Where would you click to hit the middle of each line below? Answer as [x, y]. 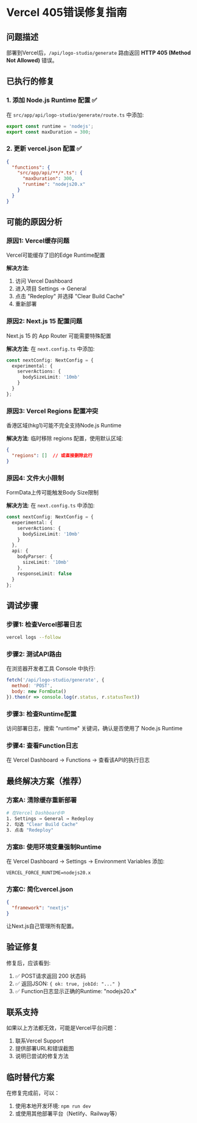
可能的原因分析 [34, 222]
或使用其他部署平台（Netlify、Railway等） [67, 1114]
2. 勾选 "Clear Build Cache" [42, 824]
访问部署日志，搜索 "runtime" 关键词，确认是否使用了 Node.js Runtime [95, 729]
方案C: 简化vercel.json [40, 889]
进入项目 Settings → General [51, 289]
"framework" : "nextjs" [40, 908]
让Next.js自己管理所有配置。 [42, 926]
